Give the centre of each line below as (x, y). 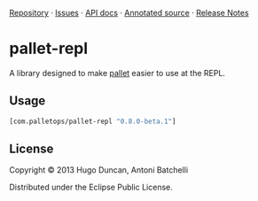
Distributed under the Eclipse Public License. (91, 187)
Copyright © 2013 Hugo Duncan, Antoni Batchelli (99, 170)
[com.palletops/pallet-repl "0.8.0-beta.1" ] (93, 121)
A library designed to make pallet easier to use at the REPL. (117, 73)
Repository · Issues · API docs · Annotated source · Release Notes (129, 13)
